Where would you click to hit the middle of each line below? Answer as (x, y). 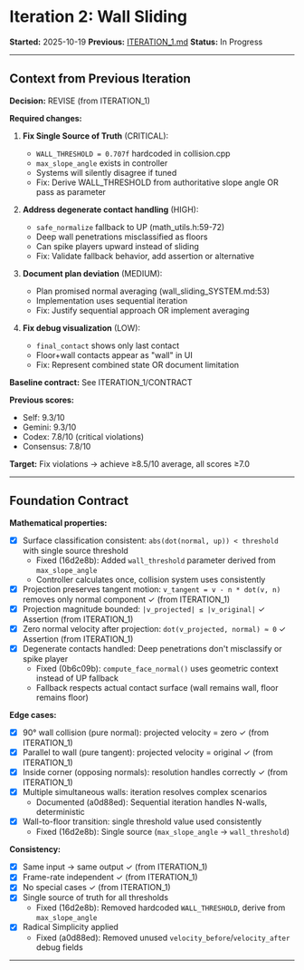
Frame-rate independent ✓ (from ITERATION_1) (110, 878)
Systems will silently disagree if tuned (106, 172)
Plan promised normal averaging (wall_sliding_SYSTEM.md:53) (153, 291)
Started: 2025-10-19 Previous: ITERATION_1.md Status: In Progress (136, 42)
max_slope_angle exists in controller (102, 163)
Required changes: (46, 118)
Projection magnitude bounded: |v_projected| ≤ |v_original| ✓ (143, 608)
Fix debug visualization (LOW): (81, 327)
